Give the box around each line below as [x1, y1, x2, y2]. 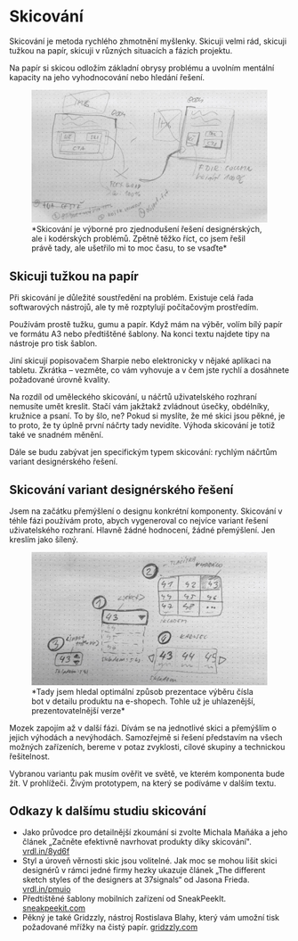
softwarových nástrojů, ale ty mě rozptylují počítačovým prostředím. [9, 301, 260, 313]
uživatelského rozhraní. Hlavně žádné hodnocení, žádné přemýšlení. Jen [9, 524, 276, 536]
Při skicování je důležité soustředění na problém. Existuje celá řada [9, 293, 254, 303]
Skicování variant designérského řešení [9, 482, 234, 497]
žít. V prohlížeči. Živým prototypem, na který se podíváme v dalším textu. [9, 778, 277, 788]
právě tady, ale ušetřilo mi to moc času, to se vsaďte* [31, 243, 228, 253]
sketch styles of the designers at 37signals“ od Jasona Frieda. [21, 874, 250, 885]
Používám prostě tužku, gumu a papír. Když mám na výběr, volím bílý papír [9, 319, 283, 330]
